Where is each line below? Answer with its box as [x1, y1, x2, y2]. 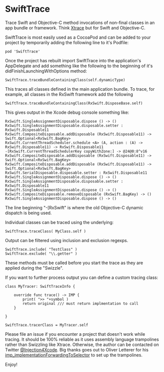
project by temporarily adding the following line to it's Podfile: [5, 39, 129, 45]
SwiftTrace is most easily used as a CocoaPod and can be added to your [5, 34, 151, 40]
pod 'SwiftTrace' [5, 49, 41, 54]
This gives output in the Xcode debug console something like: [5, 109, 129, 115]
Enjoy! [5, 361, 18, 367]
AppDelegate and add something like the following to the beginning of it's [5, 63, 153, 69]
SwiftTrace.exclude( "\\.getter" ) [5, 251, 78, 256]
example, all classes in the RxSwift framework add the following [5, 91, 133, 97]
